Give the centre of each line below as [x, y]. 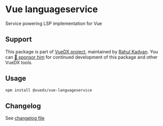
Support [19, 39]
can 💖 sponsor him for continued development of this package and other [81, 57]
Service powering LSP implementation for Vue [54, 23]
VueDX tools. [19, 62]
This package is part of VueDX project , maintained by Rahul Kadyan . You [82, 51]
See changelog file [25, 118]
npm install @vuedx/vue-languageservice [49, 90]
